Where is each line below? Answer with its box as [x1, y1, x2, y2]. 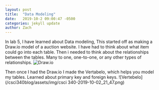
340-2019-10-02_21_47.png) [68, 79, 125, 86]
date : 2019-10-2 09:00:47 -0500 [5, 16, 76, 21]
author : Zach [5, 25, 32, 30]
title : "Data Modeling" [5, 12, 56, 17]
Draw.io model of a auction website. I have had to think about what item [5, 44, 149, 50]
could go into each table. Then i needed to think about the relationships [5, 49, 149, 55]
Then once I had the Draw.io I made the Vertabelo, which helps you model [5, 69, 154, 75]
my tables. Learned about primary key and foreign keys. [5, 74, 118, 80]
